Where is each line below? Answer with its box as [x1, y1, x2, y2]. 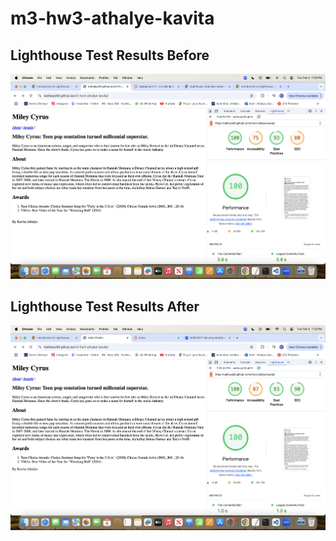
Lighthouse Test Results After [10, 298, 200, 315]
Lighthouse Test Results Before [10, 47, 210, 64]
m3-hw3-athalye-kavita [10, 7, 215, 30]
